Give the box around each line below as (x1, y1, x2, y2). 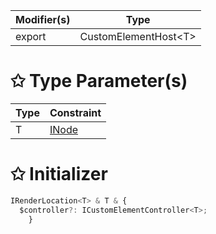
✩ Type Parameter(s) (10, 70, 188, 93)
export (15, 30, 47, 43)
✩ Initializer (10, 163, 108, 186)
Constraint (49, 105, 102, 119)
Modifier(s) (15, 13, 71, 26)
